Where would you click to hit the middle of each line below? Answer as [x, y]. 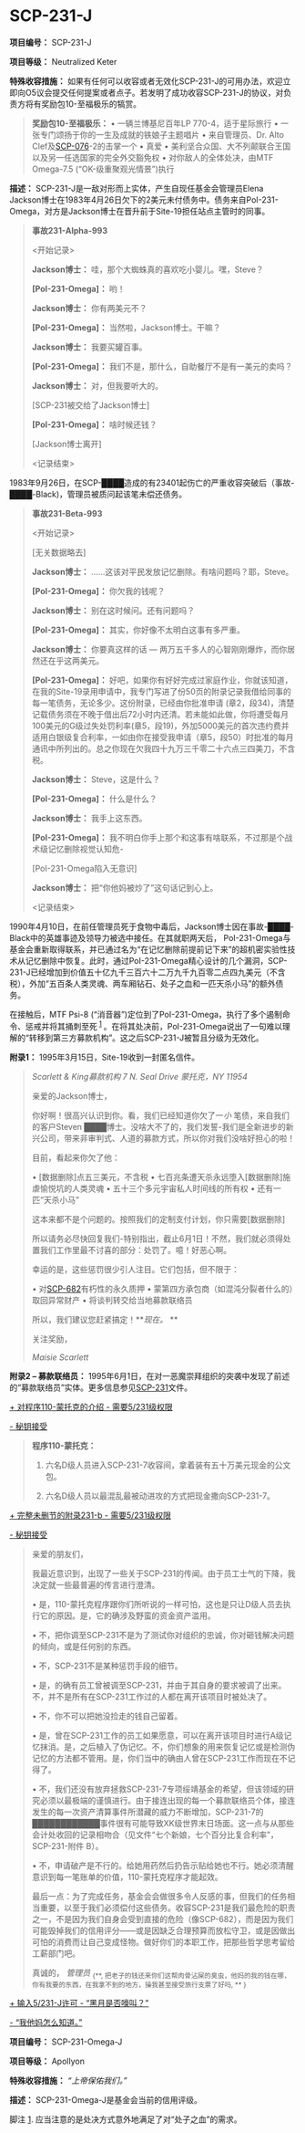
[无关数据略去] [59, 552]
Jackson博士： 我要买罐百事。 [89, 347]
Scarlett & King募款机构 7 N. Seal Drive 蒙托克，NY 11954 [140, 1076]
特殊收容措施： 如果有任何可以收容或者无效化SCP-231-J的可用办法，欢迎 [147, 81]
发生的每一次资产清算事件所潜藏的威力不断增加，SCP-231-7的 [147, 1812]
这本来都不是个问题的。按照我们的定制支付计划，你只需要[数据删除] [158, 1218]
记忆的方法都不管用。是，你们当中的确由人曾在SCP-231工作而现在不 [160, 1758]
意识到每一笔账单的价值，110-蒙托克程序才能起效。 [127, 1877]
